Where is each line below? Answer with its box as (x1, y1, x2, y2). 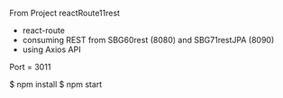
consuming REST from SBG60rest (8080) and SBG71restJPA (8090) (22, 35, 275, 45)
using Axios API (22, 44, 81, 55)
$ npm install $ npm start (9, 79, 103, 89)
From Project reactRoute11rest (9, 8, 120, 18)
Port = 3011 (9, 62, 51, 72)
